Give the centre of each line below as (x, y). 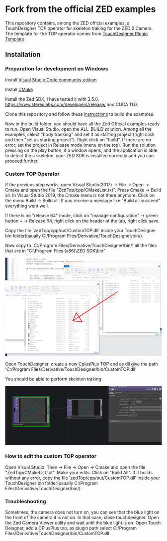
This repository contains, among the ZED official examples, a (67, 23)
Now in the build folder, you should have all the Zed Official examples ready (83, 124)
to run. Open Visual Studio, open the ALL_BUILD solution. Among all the (79, 129)
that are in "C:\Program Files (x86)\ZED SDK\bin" (55, 251)
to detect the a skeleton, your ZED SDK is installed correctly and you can (80, 155)
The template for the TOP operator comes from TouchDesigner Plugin (77, 33)
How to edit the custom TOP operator (51, 456)
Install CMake (19, 89)
